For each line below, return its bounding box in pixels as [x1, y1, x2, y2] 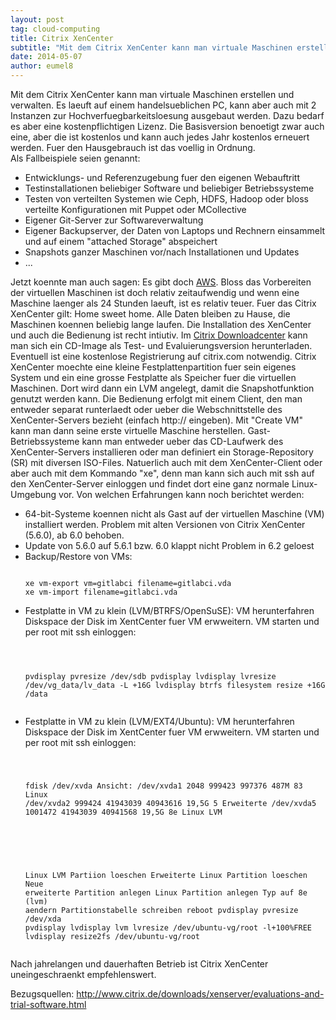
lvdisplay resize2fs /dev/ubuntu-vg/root [24, 932, 200, 942]
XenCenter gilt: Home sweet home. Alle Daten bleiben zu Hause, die [10, 308, 291, 320]
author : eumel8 [10, 61, 74, 71]
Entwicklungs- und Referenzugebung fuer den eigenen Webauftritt [24, 172, 300, 183]
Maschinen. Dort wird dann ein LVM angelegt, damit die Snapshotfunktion [10, 382, 315, 394]
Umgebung [10, 489, 57, 500]
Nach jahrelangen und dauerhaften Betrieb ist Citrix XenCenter [10, 958, 269, 970]
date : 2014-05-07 [10, 52, 83, 62]
